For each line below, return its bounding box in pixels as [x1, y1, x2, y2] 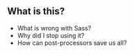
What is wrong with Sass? [17, 24, 92, 32]
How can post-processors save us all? [17, 38, 127, 47]
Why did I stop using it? [17, 31, 85, 39]
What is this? [7, 6, 65, 17]
